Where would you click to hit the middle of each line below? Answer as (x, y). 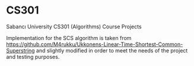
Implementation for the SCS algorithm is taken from (69, 38)
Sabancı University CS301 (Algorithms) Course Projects (74, 27)
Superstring (20, 50)
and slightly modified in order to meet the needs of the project (112, 50)
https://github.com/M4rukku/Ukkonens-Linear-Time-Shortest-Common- (95, 44)
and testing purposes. (33, 57)
